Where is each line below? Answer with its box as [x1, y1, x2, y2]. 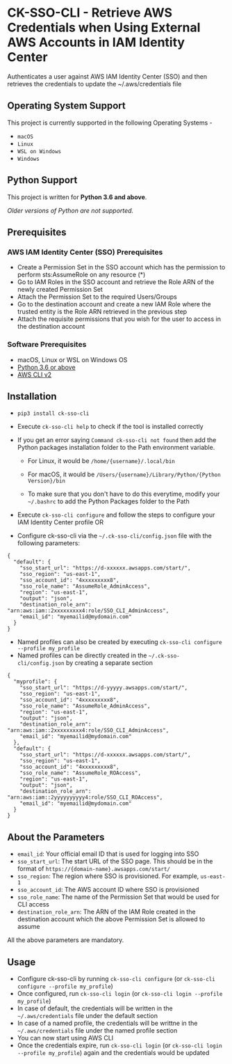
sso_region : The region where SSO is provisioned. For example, [17, 872, 199, 880]
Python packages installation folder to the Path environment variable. [17, 444, 215, 452]
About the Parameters [7, 831, 105, 843]
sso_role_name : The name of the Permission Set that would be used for [17, 893, 220, 901]
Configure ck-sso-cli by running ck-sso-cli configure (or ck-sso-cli [17, 974, 215, 983]
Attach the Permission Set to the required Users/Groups [17, 292, 177, 301]
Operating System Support [7, 100, 126, 112]
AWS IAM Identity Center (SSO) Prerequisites [7, 247, 163, 257]
